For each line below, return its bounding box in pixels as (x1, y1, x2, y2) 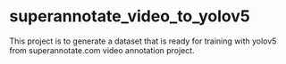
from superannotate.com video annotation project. (9, 44, 195, 55)
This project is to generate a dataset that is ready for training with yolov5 (9, 36, 277, 46)
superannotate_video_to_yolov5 (9, 6, 250, 27)
